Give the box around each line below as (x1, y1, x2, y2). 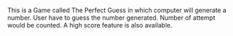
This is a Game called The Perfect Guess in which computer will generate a (7, 6, 227, 14)
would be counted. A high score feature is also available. (7, 21, 173, 29)
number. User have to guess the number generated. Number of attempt (7, 13, 216, 22)
